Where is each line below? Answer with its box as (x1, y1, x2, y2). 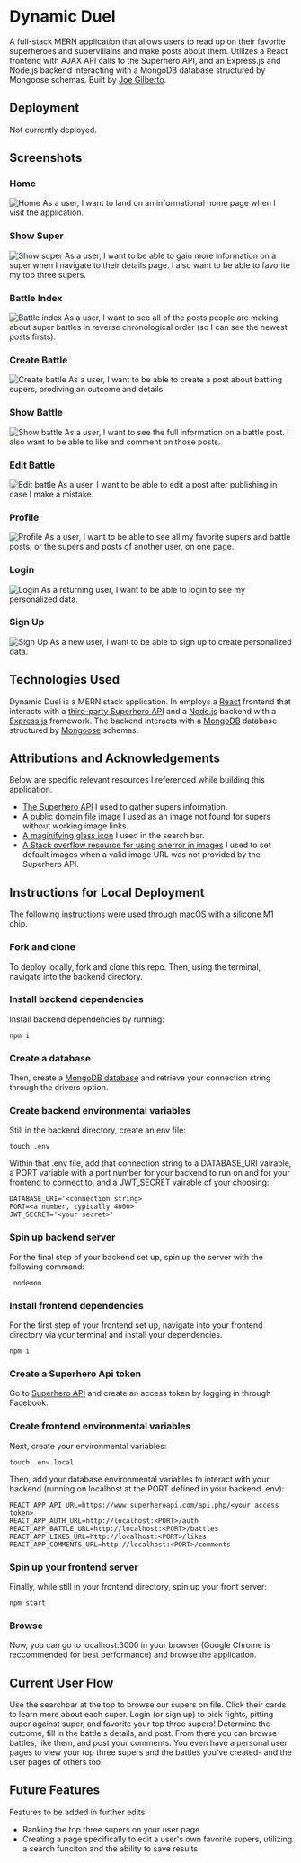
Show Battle (9, 407, 63, 419)
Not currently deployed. (9, 124, 97, 135)
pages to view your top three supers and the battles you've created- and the (9, 1747, 292, 1758)
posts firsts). (9, 331, 57, 343)
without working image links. (22, 820, 129, 831)
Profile (9, 511, 40, 524)
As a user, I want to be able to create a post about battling (68, 374, 283, 385)
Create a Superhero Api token (9, 1367, 142, 1380)
